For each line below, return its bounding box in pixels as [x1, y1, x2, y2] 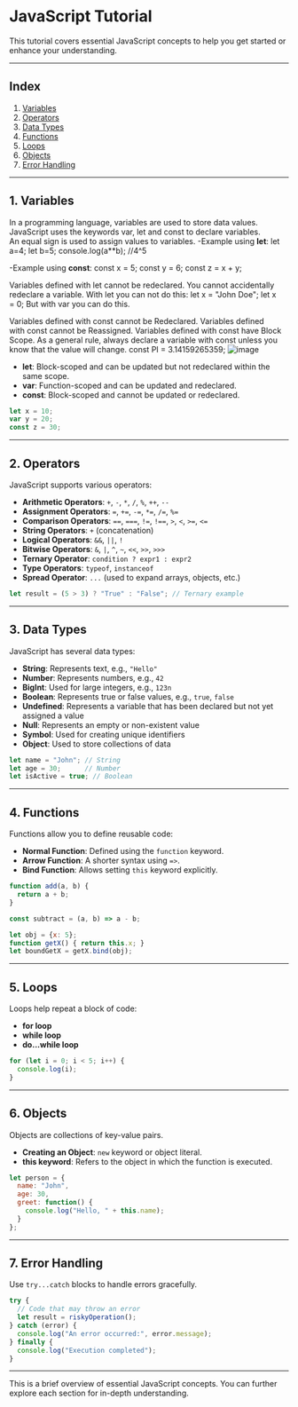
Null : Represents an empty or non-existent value [21, 719, 200, 730]
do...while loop [21, 1039, 79, 1050]
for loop [21, 1021, 52, 1032]
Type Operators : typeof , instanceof [21, 563, 154, 573]
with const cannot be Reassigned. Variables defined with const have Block [9, 325, 282, 336]
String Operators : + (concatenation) [21, 526, 154, 535]
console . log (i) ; [17, 1064, 77, 1073]
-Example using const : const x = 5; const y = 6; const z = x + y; [9, 262, 242, 273]
